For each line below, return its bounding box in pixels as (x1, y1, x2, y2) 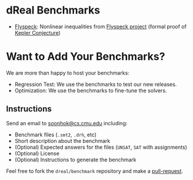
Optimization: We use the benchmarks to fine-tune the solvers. (14, 86, 167, 94)
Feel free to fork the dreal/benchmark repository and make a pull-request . (6, 167, 184, 174)
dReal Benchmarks (6, 4, 101, 17)
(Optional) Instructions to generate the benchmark (14, 156, 137, 163)
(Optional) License (14, 149, 60, 156)
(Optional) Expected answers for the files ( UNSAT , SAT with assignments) (14, 144, 187, 151)
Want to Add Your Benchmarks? (6, 50, 165, 64)
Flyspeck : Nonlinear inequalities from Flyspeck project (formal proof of (14, 23, 187, 30)
